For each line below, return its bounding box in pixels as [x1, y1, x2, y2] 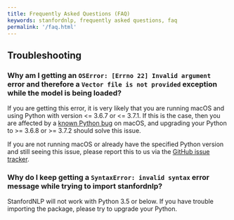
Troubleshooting [7, 49, 82, 61]
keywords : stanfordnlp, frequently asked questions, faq [7, 17, 178, 24]
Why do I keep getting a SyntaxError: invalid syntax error [7, 172, 209, 182]
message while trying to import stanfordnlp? [7, 181, 163, 190]
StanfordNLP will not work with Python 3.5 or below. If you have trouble [7, 198, 214, 206]
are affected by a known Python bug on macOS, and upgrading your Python [7, 119, 227, 127]
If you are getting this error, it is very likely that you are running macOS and [7, 104, 225, 112]
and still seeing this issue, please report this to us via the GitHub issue [7, 148, 210, 156]
